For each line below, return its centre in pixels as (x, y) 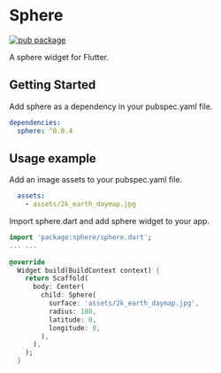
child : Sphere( (69, 295)
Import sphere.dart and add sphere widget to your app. (110, 221)
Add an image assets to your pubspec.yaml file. (96, 180)
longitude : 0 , (74, 328)
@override (27, 262)
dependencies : (35, 122)
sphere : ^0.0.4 (45, 131)
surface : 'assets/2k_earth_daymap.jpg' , (124, 303)
